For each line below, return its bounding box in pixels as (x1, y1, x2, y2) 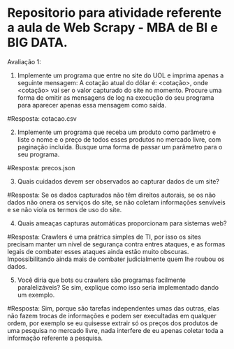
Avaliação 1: (7, 57, 42, 66)
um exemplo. (17, 290, 55, 299)
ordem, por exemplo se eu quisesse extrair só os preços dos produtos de (7, 319, 219, 327)
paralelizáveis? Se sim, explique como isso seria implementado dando (17, 283, 219, 291)
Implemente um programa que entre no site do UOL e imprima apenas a (17, 71, 224, 80)
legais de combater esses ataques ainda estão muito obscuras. (7, 247, 189, 255)
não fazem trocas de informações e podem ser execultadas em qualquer (7, 311, 217, 320)
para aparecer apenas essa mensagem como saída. (17, 101, 167, 109)
